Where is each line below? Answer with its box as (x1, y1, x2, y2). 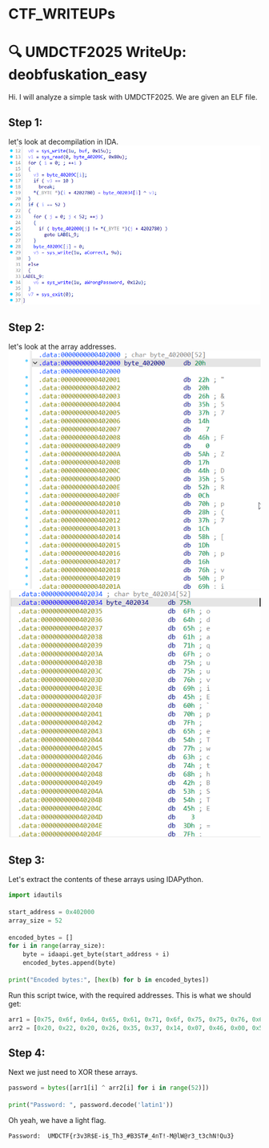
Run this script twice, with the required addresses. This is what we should (8, 990, 251, 1000)
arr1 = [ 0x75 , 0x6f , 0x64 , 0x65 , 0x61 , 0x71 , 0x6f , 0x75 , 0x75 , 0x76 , (8, 1015, 249, 1023)
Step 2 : (8, 321, 46, 334)
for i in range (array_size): (8, 942, 106, 950)
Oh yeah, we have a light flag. (8, 1116, 106, 1126)
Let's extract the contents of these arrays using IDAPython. (8, 875, 204, 884)
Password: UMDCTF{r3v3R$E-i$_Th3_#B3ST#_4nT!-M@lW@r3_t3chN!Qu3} (8, 1132, 235, 1141)
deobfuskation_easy (8, 66, 148, 84)
